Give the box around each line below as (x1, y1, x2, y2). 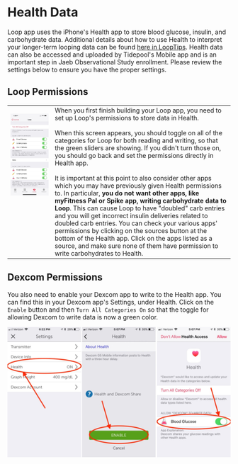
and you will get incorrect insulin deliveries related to (54, 211, 208, 220)
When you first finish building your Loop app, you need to (54, 106, 222, 114)
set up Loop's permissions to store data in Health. (54, 113, 200, 122)
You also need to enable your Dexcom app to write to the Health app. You (7, 290, 222, 298)
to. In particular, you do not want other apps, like (54, 188, 200, 197)
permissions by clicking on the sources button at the (54, 226, 208, 234)
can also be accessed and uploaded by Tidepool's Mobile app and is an (7, 50, 217, 59)
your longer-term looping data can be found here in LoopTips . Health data (7, 43, 223, 51)
